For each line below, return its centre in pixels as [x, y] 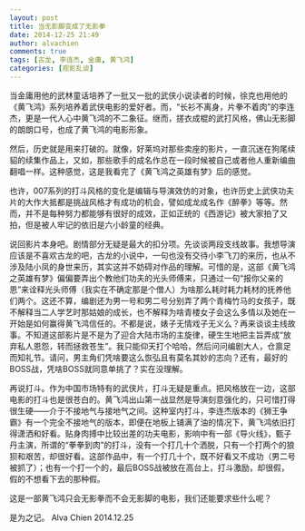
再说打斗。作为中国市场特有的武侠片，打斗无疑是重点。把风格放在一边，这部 [152, 388]
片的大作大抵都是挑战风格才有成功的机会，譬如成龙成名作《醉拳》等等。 [144, 202]
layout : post [34, 18]
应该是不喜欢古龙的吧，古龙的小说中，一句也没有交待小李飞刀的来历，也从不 [152, 255]
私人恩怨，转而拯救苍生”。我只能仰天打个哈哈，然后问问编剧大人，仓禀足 [154, 346]
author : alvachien [44, 43]
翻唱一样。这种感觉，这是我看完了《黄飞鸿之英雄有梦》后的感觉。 [133, 171]
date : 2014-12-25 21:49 [54, 34]
